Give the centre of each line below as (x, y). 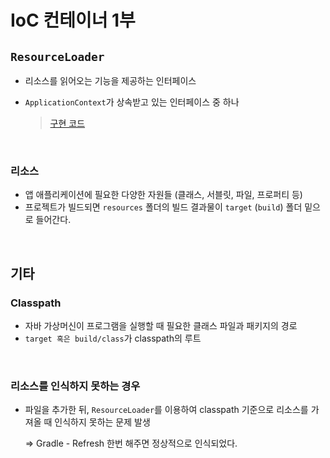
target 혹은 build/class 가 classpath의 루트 (113, 338)
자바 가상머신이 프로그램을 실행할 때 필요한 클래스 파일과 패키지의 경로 (161, 325)
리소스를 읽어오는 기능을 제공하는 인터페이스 (110, 80)
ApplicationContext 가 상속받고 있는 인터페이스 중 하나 (132, 102)
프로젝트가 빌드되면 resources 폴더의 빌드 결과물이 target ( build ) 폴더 (163, 207)
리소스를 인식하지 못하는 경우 (75, 386)
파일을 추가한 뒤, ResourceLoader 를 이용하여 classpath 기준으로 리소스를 (166, 410)
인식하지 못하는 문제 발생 (102, 422)
